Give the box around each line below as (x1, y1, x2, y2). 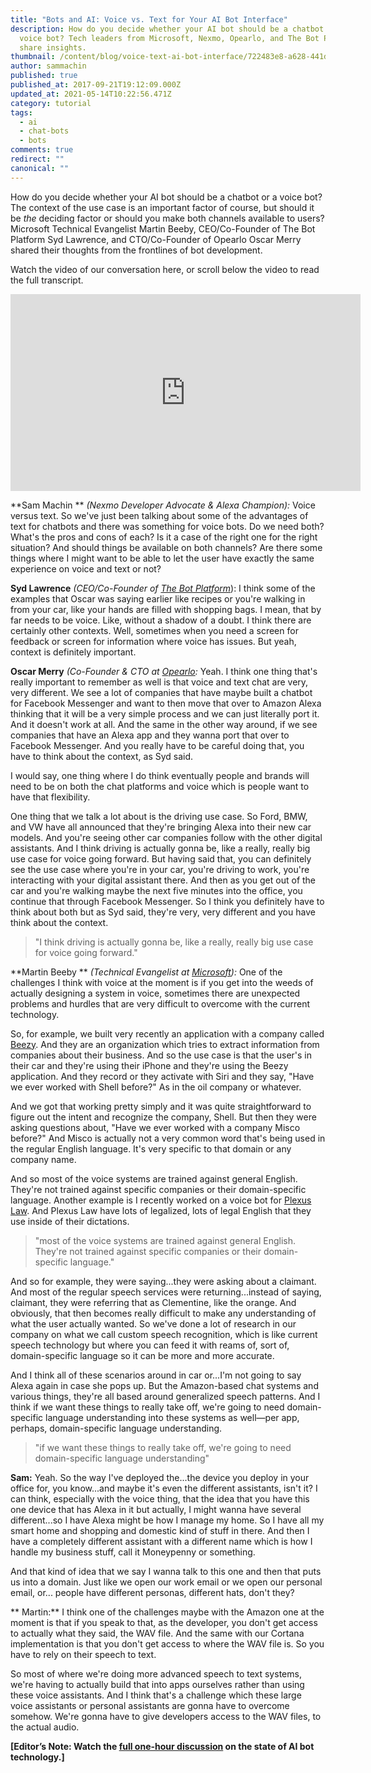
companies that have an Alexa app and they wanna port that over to (10, 729, 290, 741)
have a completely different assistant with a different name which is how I (10, 1535, 313, 1547)
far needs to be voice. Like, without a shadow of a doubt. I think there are (10, 614, 312, 626)
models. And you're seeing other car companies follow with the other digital (10, 831, 323, 843)
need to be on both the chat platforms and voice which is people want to (10, 780, 310, 792)
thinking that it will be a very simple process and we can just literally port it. (10, 707, 320, 720)
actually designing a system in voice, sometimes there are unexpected (10, 987, 301, 999)
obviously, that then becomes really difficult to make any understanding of (10, 1307, 317, 1319)
